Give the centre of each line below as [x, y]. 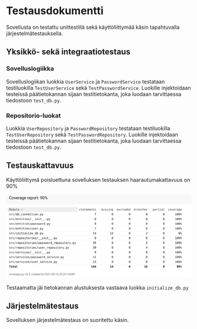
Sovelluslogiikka [30, 69]
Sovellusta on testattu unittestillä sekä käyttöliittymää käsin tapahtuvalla [93, 27]
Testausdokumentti [55, 11]
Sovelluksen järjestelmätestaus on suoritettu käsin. [68, 320]
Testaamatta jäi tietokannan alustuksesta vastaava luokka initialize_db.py [98, 287]
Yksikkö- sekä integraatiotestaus [68, 52]
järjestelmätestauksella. [35, 33]
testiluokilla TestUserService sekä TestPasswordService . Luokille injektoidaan [98, 88]
